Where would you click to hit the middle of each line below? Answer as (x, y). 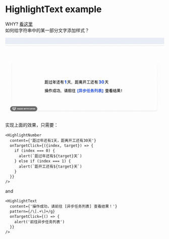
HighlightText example (53, 9)
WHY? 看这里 (19, 24)
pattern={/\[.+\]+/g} (33, 212)
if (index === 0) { (35, 151)
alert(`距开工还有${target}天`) (50, 167)
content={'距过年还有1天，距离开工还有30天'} (53, 141)
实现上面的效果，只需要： (32, 125)
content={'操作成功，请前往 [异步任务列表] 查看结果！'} (64, 207)
